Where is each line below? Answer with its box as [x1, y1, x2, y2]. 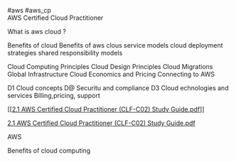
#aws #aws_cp [7, 6, 52, 14]
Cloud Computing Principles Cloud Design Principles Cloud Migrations [7, 63, 213, 70]
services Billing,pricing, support [7, 92, 101, 99]
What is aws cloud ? [7, 28, 66, 36]
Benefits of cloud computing [7, 146, 91, 155]
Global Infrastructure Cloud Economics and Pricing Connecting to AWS [7, 70, 215, 78]
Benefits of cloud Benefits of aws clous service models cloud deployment [7, 41, 223, 49]
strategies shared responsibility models [7, 49, 123, 57]
